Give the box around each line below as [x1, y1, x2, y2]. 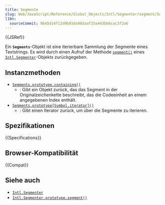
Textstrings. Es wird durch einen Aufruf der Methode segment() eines [5, 49, 145, 55]
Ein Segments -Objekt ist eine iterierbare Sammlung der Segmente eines [5, 44, 148, 50]
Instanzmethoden [5, 68, 61, 77]
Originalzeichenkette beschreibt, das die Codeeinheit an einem [19, 92, 147, 98]
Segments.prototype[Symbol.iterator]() [12, 103, 94, 108]
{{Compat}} [5, 162, 28, 168]
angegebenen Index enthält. [19, 97, 77, 103]
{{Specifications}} [5, 134, 42, 140]
